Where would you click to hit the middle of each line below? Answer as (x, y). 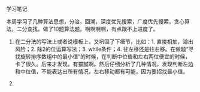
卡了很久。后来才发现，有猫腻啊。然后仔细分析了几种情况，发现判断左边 (104, 64)
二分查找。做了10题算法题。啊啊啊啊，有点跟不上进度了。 (87, 29)
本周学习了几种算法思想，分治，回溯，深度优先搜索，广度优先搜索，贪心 (95, 22)
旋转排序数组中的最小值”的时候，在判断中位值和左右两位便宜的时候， (105, 56)
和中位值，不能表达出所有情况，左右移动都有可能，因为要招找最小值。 (101, 71)
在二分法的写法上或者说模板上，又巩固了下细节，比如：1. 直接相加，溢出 (104, 42)
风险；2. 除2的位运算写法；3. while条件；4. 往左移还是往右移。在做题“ (101, 49)
